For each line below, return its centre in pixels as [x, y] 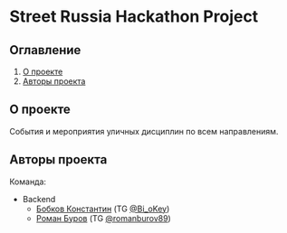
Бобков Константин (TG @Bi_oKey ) [103, 209]
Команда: [28, 182]
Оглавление [45, 50]
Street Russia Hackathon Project [134, 17]
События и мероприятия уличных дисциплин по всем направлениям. [144, 131]
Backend [39, 199]
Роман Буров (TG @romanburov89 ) [104, 218]
